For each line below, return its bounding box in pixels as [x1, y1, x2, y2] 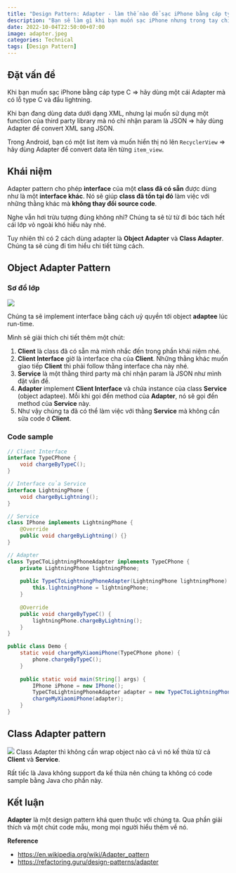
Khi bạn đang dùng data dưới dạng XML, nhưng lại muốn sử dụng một [7, 109, 209, 117]
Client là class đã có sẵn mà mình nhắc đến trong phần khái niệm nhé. [17, 347, 221, 356]
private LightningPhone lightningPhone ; [20, 564, 140, 571]
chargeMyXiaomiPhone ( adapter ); [32, 695, 124, 702]
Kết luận [7, 797, 44, 809]
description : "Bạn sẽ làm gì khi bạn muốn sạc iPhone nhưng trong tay [7, 17, 218, 24]
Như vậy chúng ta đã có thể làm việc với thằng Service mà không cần [17, 407, 220, 416]
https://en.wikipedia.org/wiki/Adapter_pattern [17, 850, 150, 858]
